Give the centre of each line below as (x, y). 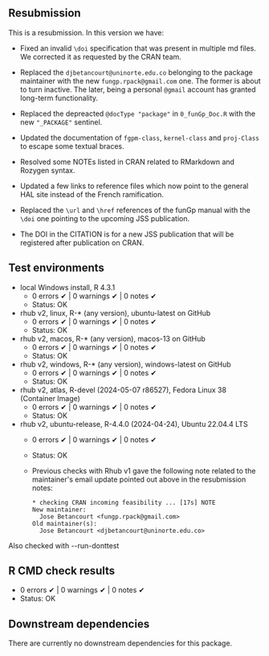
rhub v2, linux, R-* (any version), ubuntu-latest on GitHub (115, 313)
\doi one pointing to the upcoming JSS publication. (105, 218)
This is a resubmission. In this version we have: (86, 32)
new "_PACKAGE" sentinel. (61, 122)
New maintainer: (59, 510)
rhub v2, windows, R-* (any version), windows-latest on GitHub (125, 364)
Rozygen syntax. (47, 170)
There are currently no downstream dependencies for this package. (120, 643)
